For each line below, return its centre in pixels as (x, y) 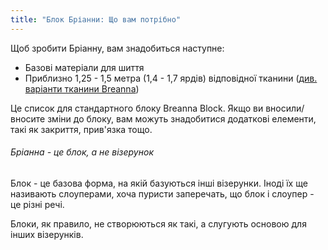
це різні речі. (37, 204)
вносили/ (285, 108)
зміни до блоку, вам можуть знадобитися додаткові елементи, (182, 118)
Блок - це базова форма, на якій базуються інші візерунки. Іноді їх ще (159, 183)
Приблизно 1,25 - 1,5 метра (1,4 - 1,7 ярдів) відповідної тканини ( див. (171, 78)
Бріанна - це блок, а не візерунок (82, 152)
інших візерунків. (47, 234)
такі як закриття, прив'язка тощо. (81, 129)
